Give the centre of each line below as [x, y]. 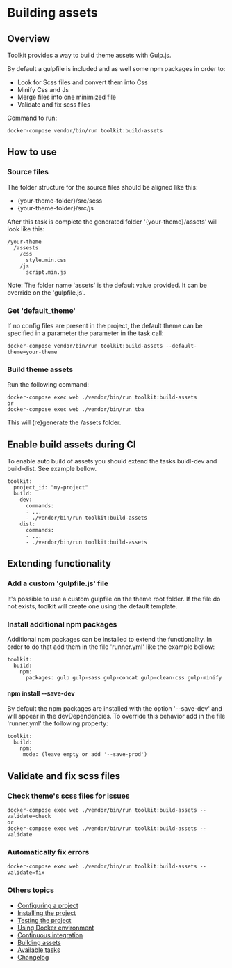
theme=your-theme [32, 352]
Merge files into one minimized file [67, 97]
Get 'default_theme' [42, 310]
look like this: [26, 229]
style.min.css [46, 260]
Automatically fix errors [48, 852]
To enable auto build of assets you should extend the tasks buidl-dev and [112, 461]
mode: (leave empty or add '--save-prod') [85, 755]
